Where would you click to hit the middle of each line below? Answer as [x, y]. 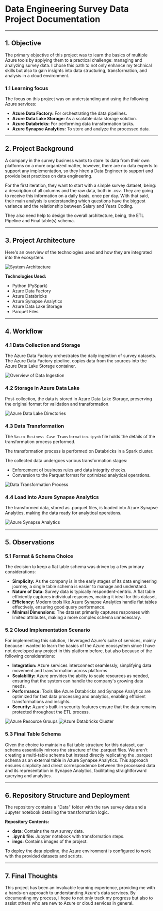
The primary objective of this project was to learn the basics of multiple [76, 55]
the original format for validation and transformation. [57, 404]
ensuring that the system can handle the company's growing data [78, 681]
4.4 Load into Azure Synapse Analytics [52, 497]
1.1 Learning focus [27, 88]
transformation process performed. [40, 442]
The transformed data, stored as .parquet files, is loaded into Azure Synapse [81, 508]
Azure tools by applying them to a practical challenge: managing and [73, 60]
